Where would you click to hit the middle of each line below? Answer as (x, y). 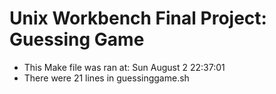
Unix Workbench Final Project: (138, 18)
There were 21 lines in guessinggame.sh (106, 78)
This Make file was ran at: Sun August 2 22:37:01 (124, 67)
